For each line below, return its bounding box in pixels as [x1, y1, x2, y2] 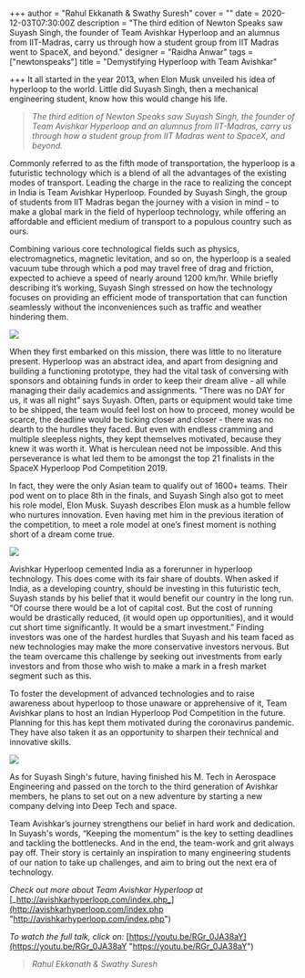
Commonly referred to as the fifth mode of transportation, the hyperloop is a [9, 158, 296, 168]
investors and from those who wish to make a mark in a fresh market [9, 661, 267, 671]
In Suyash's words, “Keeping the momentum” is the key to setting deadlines [9, 828, 294, 838]
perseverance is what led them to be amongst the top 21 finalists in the [9, 453, 275, 464]
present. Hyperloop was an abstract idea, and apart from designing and [9, 356, 279, 366]
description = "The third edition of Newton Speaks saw [76, 17, 284, 28]
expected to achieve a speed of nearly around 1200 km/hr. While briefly [9, 273, 279, 283]
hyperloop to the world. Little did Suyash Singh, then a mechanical [9, 84, 259, 94]
